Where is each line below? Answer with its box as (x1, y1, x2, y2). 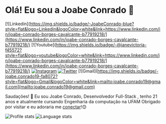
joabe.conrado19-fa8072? (5, 73, 58, 79)
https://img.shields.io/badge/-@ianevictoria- (55, 41, 147, 47)
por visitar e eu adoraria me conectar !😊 (5, 104, 87, 110)
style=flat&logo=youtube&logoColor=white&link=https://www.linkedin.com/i (5, 52, 160, 58)
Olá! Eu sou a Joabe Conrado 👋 (5, 4, 134, 16)
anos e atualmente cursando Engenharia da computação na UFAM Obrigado (5, 98, 161, 104)
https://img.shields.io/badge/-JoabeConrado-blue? (29, 21, 134, 27)
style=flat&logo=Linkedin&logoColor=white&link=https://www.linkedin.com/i (5, 26, 161, 32)
